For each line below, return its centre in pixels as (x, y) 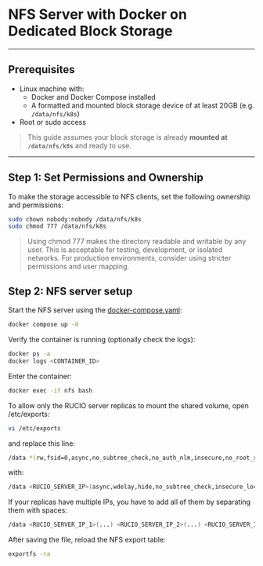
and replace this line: (42, 443)
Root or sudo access (52, 122)
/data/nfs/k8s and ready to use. (79, 145)
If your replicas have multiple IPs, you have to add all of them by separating (130, 502)
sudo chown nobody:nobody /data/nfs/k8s (75, 219)
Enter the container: (40, 376)
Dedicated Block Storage (90, 31)
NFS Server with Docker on (98, 15)
